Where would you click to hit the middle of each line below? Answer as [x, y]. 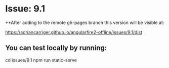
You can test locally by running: [56, 48]
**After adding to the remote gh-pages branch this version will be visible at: [85, 22]
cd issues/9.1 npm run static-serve [41, 60]
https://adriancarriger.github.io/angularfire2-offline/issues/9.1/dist [74, 32]
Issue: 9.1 [25, 9]
